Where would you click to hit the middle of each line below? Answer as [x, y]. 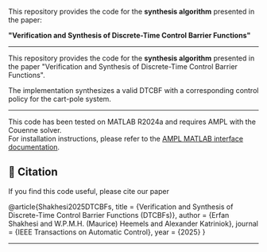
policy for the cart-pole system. [60, 99]
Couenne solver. [35, 130]
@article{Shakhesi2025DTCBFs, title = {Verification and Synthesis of [121, 207]
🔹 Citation [33, 172]
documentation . [34, 147]
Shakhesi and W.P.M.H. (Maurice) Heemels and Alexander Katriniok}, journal [133, 223]
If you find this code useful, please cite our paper [89, 191]
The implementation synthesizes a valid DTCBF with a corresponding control [133, 90]
